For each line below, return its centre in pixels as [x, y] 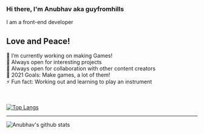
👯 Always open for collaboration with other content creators [81, 69]
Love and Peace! [38, 41]
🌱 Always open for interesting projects [54, 62]
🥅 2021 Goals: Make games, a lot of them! [58, 75]
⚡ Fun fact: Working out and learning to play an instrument [79, 82]
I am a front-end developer [40, 22]
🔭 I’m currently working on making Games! [59, 56]
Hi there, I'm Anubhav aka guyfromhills [65, 9]
